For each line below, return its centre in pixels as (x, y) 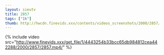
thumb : (12, 23)
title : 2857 (17, 14)
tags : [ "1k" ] (18, 18)
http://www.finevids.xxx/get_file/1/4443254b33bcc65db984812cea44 (87, 42)
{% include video (22, 37)
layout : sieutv (20, 9)
